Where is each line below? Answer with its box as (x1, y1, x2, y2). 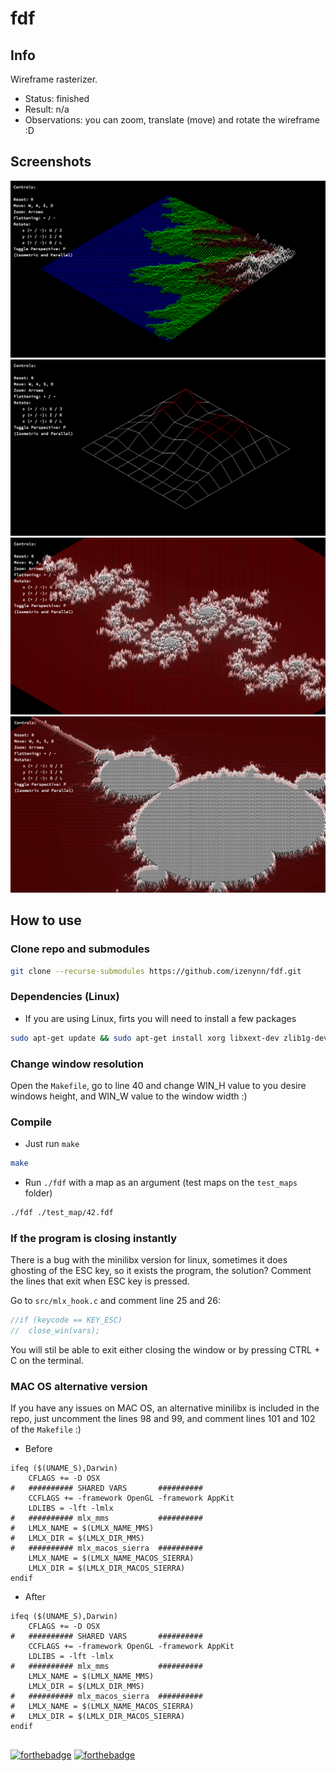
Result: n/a (24, 103, 70, 115)
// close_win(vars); (10, 1326, 101, 1336)
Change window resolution (10, 1057, 144, 1071)
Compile (10, 1115, 52, 1129)
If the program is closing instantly (10, 1231, 178, 1245)
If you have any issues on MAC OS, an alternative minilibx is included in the (10, 1402, 320, 1414)
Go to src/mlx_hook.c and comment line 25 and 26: (10, 1295, 222, 1307)
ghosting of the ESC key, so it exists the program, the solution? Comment (10, 1265, 312, 1277)
